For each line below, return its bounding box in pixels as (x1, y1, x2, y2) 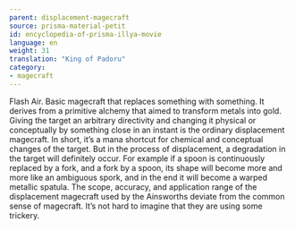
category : (9, 64, 46, 72)
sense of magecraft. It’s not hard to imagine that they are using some (9, 200, 263, 211)
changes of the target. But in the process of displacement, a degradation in (9, 143, 286, 154)
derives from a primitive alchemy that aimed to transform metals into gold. (9, 105, 282, 116)
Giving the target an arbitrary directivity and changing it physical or (9, 115, 257, 125)
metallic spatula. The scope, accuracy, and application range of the (9, 181, 257, 192)
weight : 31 (9, 47, 50, 55)
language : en (9, 38, 58, 47)
